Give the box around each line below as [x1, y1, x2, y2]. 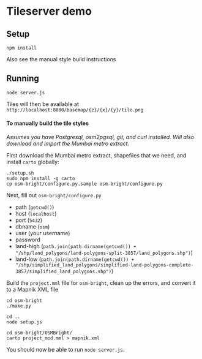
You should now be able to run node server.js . [6, 346, 125, 353]
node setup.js [6, 319, 43, 325]
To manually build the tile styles [6, 119, 89, 127]
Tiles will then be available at [6, 100, 80, 108]
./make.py [6, 303, 32, 309]
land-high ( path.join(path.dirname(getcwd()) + [15, 243, 137, 250]
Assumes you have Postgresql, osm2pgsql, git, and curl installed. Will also [6, 134, 195, 141]
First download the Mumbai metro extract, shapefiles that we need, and [6, 152, 187, 159]
